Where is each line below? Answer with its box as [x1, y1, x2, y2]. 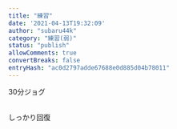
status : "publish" [8, 42, 70, 50]
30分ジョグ [8, 87, 46, 96]
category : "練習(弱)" [8, 34, 77, 42]
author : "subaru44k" [8, 26, 78, 34]
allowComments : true [8, 49, 78, 57]
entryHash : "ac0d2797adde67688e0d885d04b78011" [8, 64, 171, 72]
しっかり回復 [8, 112, 50, 122]
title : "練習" [8, 11, 54, 20]
